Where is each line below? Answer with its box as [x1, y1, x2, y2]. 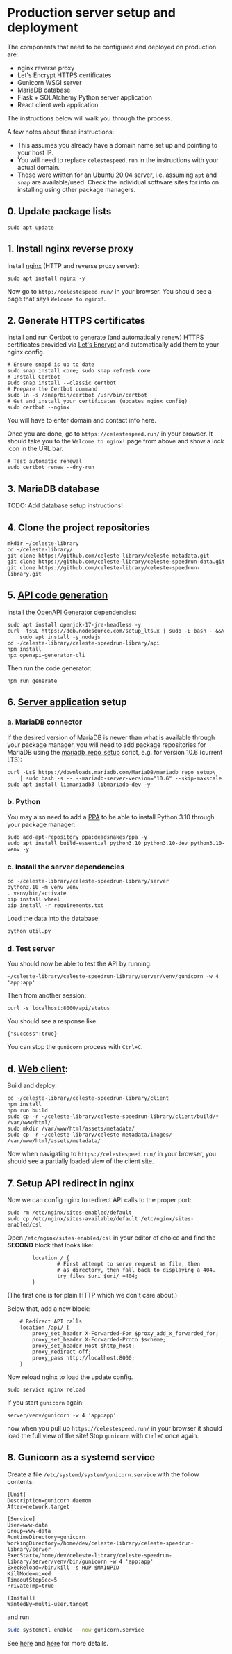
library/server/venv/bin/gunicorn [7, 1558, 108, 1565]
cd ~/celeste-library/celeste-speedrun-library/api [7, 639, 160, 647]
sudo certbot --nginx [7, 404, 70, 411]
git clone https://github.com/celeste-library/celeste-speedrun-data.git [7, 558, 226, 565]
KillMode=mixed [7, 1570, 51, 1577]
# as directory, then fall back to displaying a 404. [56, 1267, 216, 1274]
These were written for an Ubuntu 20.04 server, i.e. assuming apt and [17, 171, 217, 179]
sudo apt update [7, 224, 54, 231]
